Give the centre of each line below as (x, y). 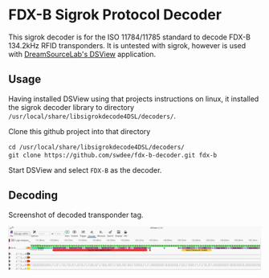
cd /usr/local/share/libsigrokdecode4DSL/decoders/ (96, 147)
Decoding (33, 196)
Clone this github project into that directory (79, 131)
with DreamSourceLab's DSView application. (82, 54)
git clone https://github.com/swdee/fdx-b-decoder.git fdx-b (113, 155)
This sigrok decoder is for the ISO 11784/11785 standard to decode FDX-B (130, 37)
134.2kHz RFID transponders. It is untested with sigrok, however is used (127, 45)
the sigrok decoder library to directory (71, 107)
